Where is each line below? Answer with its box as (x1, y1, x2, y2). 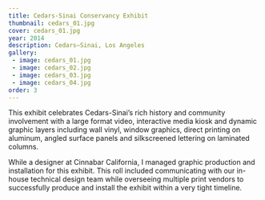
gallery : (8, 49, 38, 57)
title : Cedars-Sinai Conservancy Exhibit (8, 11, 149, 20)
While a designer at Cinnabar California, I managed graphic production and (8, 158, 255, 167)
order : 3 (8, 86, 38, 94)
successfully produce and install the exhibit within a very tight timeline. (8, 183, 243, 193)
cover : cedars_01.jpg (8, 26, 81, 34)
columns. (8, 142, 39, 152)
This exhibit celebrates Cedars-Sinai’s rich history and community (8, 108, 226, 118)
